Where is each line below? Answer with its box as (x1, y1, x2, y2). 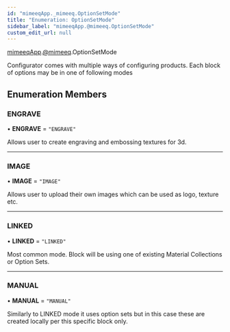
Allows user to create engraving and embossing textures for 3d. (7, 138, 187, 146)
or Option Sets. (7, 257, 50, 265)
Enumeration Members (7, 88, 107, 100)
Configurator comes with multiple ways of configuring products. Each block (7, 61, 221, 69)
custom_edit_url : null (7, 29, 72, 36)
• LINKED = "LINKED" (7, 237, 66, 245)
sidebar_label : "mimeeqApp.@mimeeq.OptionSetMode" (7, 23, 155, 29)
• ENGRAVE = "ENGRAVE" (7, 124, 77, 132)
